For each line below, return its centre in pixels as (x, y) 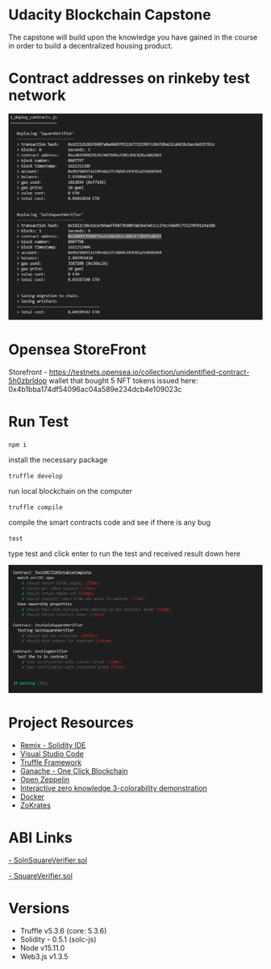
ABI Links (40, 838)
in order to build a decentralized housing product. (91, 45)
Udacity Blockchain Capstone (110, 15)
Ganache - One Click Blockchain (74, 771)
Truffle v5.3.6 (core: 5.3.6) (63, 930)
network (37, 96)
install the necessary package (58, 459)
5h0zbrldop (28, 380)
